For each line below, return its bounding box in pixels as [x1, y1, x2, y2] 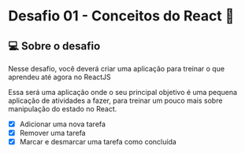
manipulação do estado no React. [8, 104, 117, 113]
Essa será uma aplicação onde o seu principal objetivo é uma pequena [8, 88, 238, 97]
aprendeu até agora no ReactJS [8, 72, 112, 82]
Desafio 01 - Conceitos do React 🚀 [8, 7, 235, 25]
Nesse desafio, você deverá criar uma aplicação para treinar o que [8, 64, 225, 73]
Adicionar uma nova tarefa [19, 119, 106, 129]
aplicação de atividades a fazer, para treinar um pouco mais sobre [8, 96, 223, 105]
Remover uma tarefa [19, 129, 86, 138]
